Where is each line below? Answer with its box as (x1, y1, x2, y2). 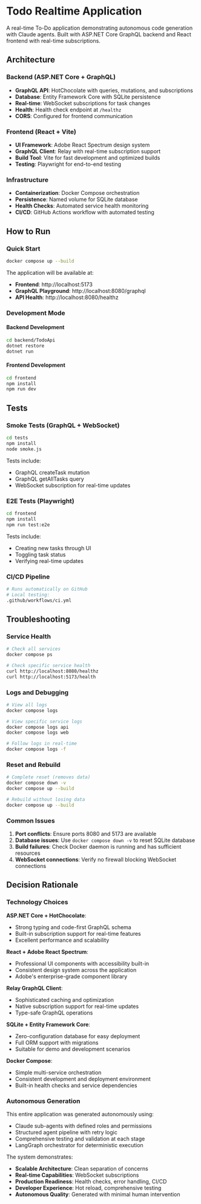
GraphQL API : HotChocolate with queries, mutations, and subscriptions (15, 87, 194, 94)
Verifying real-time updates (15, 557, 84, 564)
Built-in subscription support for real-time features (15, 930, 141, 937)
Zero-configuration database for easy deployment (15, 1032, 140, 1039)
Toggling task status (15, 551, 66, 558)
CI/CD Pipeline (6, 572, 50, 581)
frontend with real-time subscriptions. (6, 37, 101, 44)
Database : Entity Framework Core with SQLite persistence (15, 93, 161, 100)
